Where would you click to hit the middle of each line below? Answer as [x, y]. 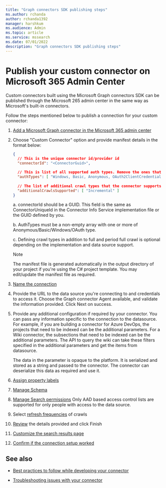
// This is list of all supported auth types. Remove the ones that [89, 172]
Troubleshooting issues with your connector [58, 480]
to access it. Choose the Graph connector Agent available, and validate [85, 299]
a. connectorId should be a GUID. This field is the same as [72, 205]
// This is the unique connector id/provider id [68, 159]
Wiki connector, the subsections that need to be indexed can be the [82, 335]
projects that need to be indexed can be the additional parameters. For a [86, 330]
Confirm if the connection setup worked [53, 443]
